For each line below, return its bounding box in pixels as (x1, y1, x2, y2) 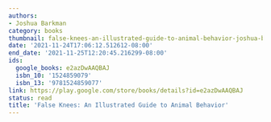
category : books (8, 26, 63, 35)
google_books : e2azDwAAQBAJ (15, 64, 110, 72)
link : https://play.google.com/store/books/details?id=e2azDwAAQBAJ (8, 86, 244, 95)
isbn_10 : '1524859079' (15, 71, 92, 79)
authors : (8, 11, 38, 20)
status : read (8, 94, 52, 102)
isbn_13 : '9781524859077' (15, 79, 103, 87)
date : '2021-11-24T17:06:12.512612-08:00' (8, 42, 153, 50)
